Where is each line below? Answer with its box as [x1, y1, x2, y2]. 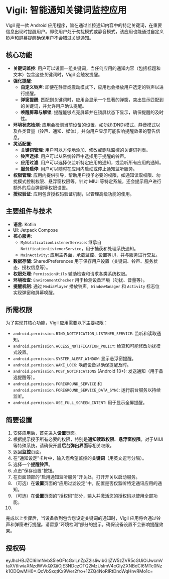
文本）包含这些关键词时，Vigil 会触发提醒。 [13, 71, 103, 77]
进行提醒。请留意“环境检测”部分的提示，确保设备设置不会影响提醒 [23, 521, 159, 528]
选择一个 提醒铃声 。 [13, 461, 53, 467]
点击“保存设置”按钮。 [13, 468, 57, 474]
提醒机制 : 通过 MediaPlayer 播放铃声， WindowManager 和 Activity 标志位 [13, 283, 160, 289]
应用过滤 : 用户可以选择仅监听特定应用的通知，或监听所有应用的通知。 [20, 159, 164, 165]
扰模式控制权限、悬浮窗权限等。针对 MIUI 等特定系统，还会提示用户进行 [13, 178, 162, 184]
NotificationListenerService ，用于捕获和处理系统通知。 [20, 245, 138, 251]
